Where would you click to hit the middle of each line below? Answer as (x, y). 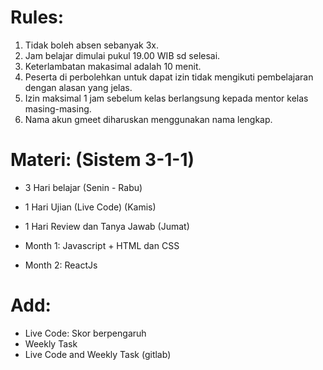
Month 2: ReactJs (61, 265)
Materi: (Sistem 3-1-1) (102, 160)
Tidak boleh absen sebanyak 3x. (92, 45)
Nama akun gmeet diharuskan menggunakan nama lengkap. (148, 119)
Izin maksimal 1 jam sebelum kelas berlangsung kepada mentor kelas (166, 98)
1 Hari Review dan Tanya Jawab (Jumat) (107, 226)
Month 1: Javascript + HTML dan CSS (102, 245)
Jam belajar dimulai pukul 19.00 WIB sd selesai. (122, 55)
